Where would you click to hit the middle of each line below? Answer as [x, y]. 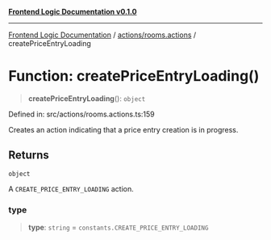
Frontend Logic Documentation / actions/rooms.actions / [102, 35]
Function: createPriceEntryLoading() [134, 76]
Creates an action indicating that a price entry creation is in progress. [123, 129]
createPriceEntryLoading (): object [87, 98]
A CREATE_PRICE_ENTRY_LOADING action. [71, 188]
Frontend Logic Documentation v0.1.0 [73, 12]
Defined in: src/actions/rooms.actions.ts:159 [81, 114]
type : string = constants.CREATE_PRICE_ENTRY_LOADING [118, 227]
